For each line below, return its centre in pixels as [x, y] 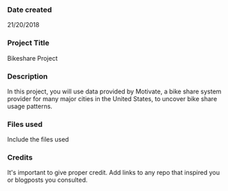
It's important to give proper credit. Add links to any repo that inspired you [114, 173]
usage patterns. [30, 106]
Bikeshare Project [32, 58]
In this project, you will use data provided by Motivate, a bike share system [114, 91]
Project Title [29, 43]
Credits [20, 158]
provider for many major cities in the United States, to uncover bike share [112, 98]
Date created [30, 10]
